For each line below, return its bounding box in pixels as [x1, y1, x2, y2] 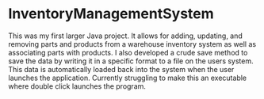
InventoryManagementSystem [8, 5, 214, 23]
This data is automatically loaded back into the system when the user [8, 64, 235, 74]
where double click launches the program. [8, 81, 147, 91]
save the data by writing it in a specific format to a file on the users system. [8, 56, 254, 66]
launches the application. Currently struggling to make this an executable [8, 73, 247, 82]
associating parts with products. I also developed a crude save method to [8, 48, 248, 57]
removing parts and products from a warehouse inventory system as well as [8, 39, 256, 48]
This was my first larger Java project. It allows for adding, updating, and [8, 31, 243, 40]
